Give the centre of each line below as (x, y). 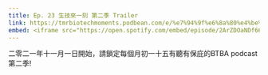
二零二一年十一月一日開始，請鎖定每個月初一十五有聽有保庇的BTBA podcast (133, 54)
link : (17, 23)
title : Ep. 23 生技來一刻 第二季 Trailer (73, 15)
